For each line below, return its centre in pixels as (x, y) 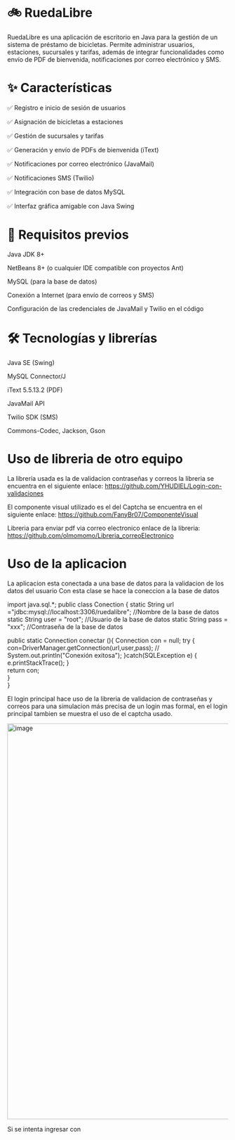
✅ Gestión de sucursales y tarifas (55, 135)
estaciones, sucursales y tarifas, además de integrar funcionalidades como (116, 52)
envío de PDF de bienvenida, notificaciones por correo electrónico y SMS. (114, 59)
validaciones (26, 493)
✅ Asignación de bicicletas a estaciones (65, 121)
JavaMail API (26, 403)
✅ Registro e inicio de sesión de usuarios (67, 107)
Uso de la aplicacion (67, 563)
